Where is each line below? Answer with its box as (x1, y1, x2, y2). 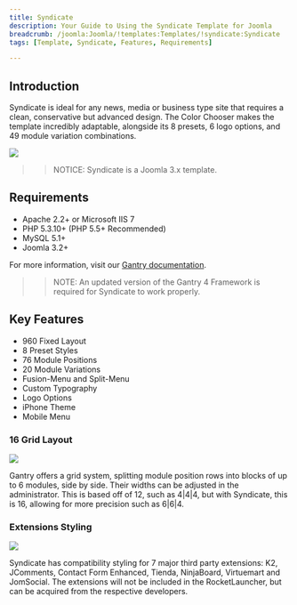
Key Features (9, 312, 84, 327)
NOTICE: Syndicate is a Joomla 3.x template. (52, 165, 218, 175)
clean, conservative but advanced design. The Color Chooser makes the (9, 112, 275, 123)
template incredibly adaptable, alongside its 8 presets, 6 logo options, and (9, 121, 281, 132)
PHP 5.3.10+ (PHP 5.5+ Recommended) (21, 223, 166, 234)
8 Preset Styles (21, 344, 78, 356)
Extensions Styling (9, 520, 92, 533)
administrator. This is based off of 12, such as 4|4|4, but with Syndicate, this (9, 488, 288, 499)
